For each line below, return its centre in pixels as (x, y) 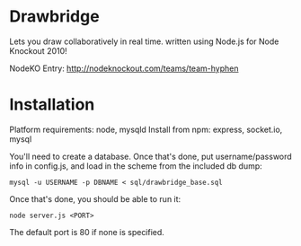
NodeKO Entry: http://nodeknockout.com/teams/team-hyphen (124, 68)
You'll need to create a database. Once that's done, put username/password (150, 156)
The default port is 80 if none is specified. (87, 232)
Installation (52, 105)
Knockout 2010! (38, 50)
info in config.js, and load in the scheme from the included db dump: (136, 166)
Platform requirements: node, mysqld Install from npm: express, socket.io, (146, 129)
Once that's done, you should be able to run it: (95, 198)
